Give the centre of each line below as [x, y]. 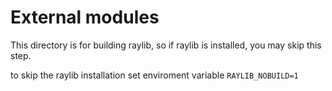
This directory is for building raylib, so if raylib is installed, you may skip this [166, 45]
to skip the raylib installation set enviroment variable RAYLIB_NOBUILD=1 [154, 75]
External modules [85, 17]
